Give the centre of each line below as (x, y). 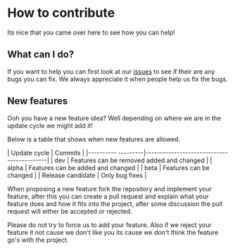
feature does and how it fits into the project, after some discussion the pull (115, 204)
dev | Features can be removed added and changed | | (133, 160)
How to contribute (61, 13)
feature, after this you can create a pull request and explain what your (108, 196)
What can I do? (41, 54)
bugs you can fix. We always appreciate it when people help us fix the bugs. (118, 79)
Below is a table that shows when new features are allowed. (94, 139)
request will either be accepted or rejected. (70, 211)
